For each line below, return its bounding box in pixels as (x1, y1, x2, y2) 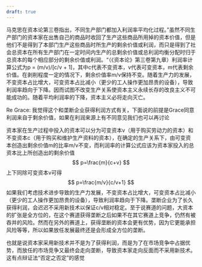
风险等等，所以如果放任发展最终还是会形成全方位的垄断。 (6, 226, 148, 233)
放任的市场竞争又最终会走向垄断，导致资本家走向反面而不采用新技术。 (22, 247, 196, 254)
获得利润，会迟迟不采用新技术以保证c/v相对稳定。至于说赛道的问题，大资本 (6, 203, 194, 211)
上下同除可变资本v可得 (6, 169, 62, 176)
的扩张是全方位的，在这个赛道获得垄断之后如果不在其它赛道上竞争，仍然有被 (6, 211, 196, 218)
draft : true (6, 8, 36, 15)
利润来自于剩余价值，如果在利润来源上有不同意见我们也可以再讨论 (6, 113, 170, 121)
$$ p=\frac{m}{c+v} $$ (72, 158, 130, 166)
